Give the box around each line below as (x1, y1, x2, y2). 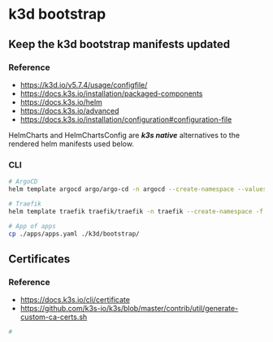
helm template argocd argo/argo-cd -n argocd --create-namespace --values (8, 185, 267, 193)
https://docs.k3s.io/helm (19, 97, 103, 106)
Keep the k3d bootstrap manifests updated (8, 37, 230, 51)
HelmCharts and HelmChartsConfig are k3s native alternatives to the (8, 130, 240, 140)
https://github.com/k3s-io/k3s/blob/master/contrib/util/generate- (19, 304, 239, 314)
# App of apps (8, 222, 57, 230)
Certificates (8, 252, 71, 266)
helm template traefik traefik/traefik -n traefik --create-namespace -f (8, 207, 264, 215)
